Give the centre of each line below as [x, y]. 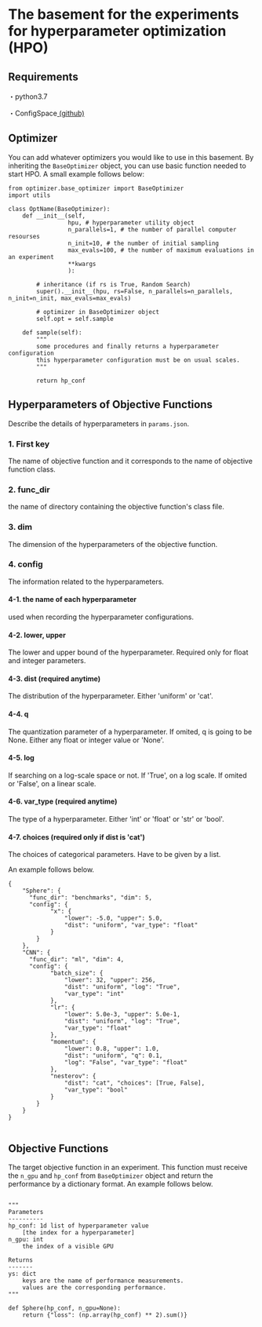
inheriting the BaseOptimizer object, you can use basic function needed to [127, 166]
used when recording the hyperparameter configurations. [101, 617]
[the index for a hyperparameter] [78, 1233]
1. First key [29, 443]
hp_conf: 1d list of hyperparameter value [78, 1226]
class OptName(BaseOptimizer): [59, 209]
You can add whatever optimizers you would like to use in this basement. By [131, 157]
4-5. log [22, 758]
